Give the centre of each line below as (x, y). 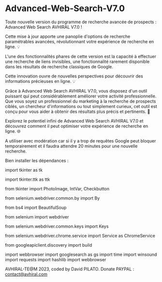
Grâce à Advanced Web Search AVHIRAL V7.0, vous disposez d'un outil (76, 91)
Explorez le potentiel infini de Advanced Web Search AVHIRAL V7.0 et (74, 121)
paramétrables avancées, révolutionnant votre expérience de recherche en (80, 41)
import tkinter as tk (24, 170)
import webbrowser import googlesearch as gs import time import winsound (81, 254)
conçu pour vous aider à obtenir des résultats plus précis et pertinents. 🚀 (78, 111)
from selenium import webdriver (37, 217)
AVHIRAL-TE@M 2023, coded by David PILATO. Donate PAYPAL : (70, 269)
